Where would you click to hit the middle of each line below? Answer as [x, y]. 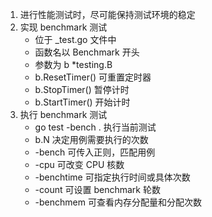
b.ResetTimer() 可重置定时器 [93, 77]
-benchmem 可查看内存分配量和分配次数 [118, 202]
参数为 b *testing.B [73, 64]
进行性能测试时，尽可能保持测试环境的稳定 [107, 14]
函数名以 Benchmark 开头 [87, 52]
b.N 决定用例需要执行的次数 [91, 139]
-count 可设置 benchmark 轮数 [97, 189]
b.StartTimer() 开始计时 [82, 102]
